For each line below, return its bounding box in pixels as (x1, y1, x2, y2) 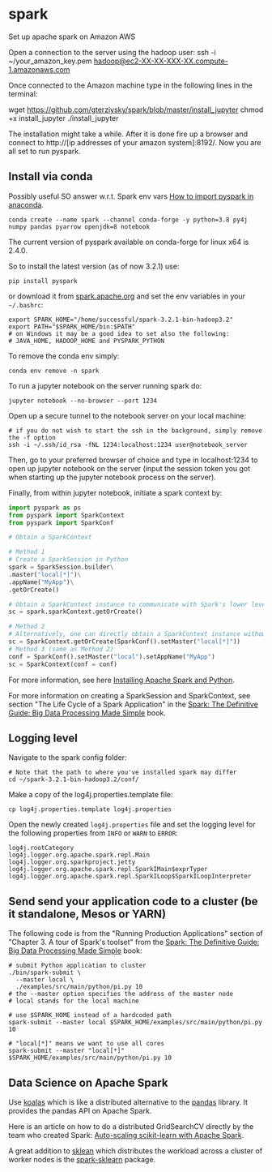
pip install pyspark (8, 277, 79, 285)
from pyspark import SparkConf (8, 518, 114, 527)
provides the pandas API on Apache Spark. (8, 1105, 152, 1115)
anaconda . (8, 200, 45, 209)
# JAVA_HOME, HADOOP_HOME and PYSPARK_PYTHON (8, 337, 164, 345)
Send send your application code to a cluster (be (8, 894, 258, 908)
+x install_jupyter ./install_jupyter (8, 113, 119, 122)
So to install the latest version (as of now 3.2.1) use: (8, 261, 180, 271)
